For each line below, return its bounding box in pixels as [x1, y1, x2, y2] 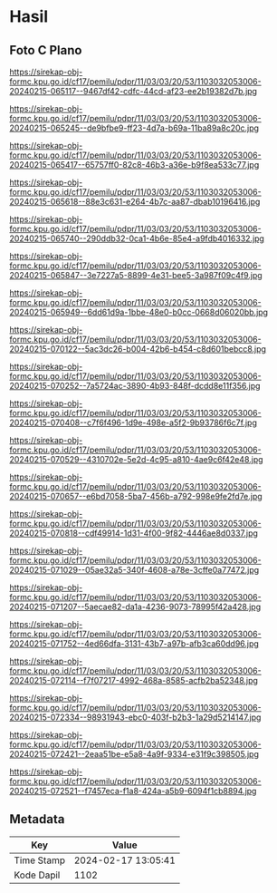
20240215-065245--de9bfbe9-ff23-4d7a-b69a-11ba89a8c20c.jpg [9, 122, 260, 133]
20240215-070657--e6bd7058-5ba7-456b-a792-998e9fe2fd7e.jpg [9, 491, 263, 501]
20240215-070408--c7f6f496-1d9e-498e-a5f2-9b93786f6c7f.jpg [9, 417, 258, 428]
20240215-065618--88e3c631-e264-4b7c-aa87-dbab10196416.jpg [9, 197, 261, 207]
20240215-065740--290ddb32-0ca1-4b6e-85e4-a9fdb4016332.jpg [9, 233, 265, 244]
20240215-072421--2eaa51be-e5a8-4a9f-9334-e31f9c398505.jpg [9, 749, 260, 759]
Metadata [9, 811, 65, 827]
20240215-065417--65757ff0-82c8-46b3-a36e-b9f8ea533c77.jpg [9, 160, 260, 170]
